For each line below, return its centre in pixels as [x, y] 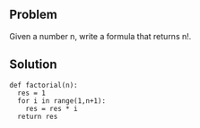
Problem [34, 15]
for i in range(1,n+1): [61, 101]
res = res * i [52, 108]
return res [38, 116]
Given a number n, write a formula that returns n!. [100, 36]
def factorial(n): [43, 85]
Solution [33, 65]
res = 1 [32, 93]
